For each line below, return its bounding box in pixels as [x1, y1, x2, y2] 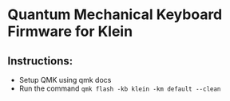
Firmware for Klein [7, 22, 133, 41]
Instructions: [7, 54, 73, 68]
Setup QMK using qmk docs [18, 76, 112, 84]
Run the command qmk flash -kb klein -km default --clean [18, 84, 221, 93]
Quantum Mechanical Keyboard [7, 6, 223, 24]
